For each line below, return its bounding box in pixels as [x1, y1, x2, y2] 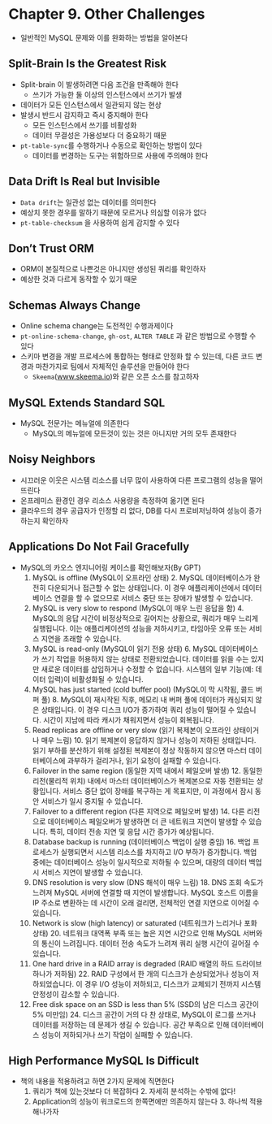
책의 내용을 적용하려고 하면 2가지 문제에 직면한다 [19, 1076, 175, 1086]
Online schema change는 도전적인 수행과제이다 [19, 321, 174, 331]
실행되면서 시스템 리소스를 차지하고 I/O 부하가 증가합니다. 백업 [60, 847, 257, 857]
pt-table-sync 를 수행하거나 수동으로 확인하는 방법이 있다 [19, 140, 203, 150]
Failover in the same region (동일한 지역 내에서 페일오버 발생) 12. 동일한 [32, 766, 263, 775]
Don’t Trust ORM [8, 241, 95, 255]
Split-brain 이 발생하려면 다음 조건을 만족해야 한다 [19, 79, 179, 89]
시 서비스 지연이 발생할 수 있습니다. [32, 867, 144, 877]
